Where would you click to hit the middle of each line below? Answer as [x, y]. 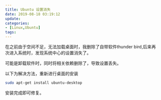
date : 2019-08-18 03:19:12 [33, 14]
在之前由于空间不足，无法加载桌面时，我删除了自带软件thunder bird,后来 [78, 47]
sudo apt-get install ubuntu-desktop [44, 83]
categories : [17, 23]
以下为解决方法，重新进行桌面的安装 [42, 73]
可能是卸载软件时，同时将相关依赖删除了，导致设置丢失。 [63, 63]
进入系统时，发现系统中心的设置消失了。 [50, 53]
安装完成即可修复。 [25, 93]
